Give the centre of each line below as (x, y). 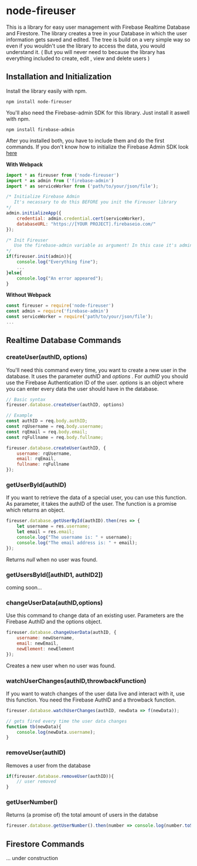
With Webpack (24, 164)
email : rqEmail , (37, 459)
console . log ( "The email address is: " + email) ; (77, 543)
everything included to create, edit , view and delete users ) (78, 58)
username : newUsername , (46, 638)
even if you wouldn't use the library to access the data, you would (86, 46)
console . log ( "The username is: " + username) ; (74, 537)
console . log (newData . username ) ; (56, 732)
